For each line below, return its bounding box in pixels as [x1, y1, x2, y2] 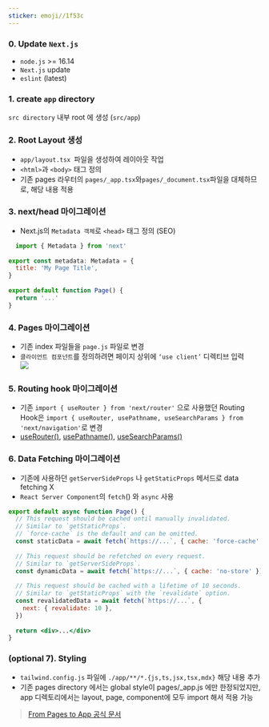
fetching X [19, 482, 54, 492]
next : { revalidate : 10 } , [22, 604, 113, 613]
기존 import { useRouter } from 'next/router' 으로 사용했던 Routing [19, 403, 246, 412]
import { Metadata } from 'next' [15, 242, 127, 250]
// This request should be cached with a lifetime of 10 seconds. [15, 582, 242, 590]
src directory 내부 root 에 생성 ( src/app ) [8, 113, 141, 123]
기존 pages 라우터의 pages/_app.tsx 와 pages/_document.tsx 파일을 [19, 174, 230, 184]
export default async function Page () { [8, 508, 146, 516]
